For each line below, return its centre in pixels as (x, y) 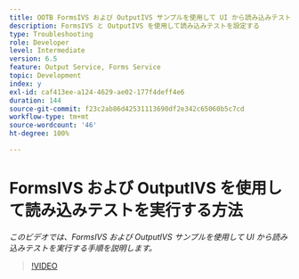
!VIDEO (44, 266)
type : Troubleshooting (51, 34)
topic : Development (45, 76)
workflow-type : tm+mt (49, 117)
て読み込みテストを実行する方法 (126, 211)
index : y (25, 84)
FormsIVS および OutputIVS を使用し (146, 189)
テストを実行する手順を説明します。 (91, 248)
